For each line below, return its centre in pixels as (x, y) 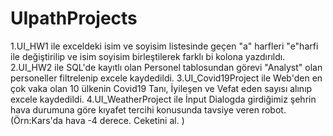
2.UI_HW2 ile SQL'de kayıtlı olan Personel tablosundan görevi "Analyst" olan (166, 67)
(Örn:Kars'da (36, 120)
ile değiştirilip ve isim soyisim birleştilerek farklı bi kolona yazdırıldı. (148, 56)
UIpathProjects (74, 18)
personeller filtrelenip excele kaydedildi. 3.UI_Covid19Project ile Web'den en (166, 78)
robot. (274, 109)
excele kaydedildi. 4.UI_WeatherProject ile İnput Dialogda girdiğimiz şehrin (163, 99)
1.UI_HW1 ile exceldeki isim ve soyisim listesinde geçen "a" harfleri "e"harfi (164, 46)
